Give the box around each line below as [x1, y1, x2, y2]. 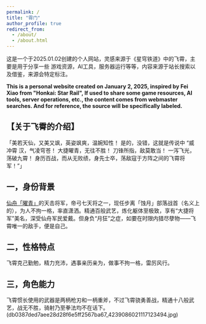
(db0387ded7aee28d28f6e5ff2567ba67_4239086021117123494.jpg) [6, 311, 178, 318]
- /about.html [12, 37, 48, 44]
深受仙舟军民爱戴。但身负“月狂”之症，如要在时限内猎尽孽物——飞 [30, 214, 196, 222]
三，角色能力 [6, 279, 55, 289]
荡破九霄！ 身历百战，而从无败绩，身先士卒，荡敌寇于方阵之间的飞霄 [6, 154, 180, 161]
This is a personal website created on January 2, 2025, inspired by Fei [6, 83, 189, 90]
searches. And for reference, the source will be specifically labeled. [6, 102, 183, 109]
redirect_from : [6, 26, 45, 33]
